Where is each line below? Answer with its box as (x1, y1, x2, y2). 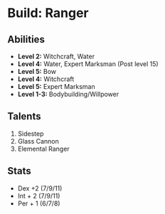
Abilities (7, 33, 45, 46)
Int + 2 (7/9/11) (17, 191, 60, 200)
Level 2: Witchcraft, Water (17, 52, 95, 60)
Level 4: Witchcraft (17, 75, 75, 83)
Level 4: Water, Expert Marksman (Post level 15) (17, 60, 159, 68)
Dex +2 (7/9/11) (17, 183, 63, 193)
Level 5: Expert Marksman (17, 82, 95, 90)
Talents (7, 110, 41, 122)
